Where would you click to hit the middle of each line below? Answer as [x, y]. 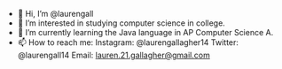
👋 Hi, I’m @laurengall [55, 14]
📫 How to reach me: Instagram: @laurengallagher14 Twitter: [128, 42]
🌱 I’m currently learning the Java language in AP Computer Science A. [145, 32]
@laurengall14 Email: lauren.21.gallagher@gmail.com [114, 55]
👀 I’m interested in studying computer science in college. [121, 23]
